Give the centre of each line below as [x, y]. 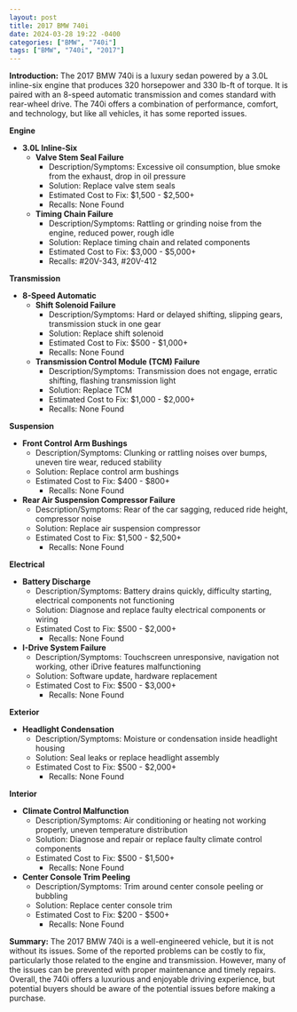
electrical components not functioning [105, 601]
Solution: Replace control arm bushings [107, 472]
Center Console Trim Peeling [76, 877]
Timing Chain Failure [74, 214]
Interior [23, 794]
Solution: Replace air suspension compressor [118, 529]
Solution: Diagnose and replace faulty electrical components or [150, 610]
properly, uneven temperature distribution [111, 830]
